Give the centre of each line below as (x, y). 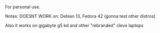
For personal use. (23, 7)
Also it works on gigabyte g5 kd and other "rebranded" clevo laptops (74, 25)
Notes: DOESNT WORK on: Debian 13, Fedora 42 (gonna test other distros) (80, 16)
